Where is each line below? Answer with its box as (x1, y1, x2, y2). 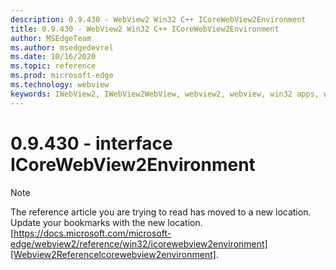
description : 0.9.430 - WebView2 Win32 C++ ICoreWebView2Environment (10, 14, 307, 25)
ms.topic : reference (10, 61, 97, 71)
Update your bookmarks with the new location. (10, 216, 203, 228)
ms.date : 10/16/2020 (10, 52, 97, 62)
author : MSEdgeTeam (10, 33, 92, 43)
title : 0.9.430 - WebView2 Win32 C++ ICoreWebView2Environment (10, 24, 280, 34)
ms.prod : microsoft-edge (10, 71, 114, 81)
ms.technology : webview (10, 80, 110, 90)
